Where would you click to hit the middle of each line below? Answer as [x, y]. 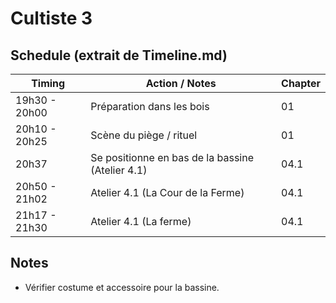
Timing [48, 83]
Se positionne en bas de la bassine [172, 157]
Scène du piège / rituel [144, 135]
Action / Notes [181, 83]
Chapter [301, 83]
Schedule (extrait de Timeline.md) [119, 55]
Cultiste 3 [51, 18]
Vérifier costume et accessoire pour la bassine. [122, 287]
